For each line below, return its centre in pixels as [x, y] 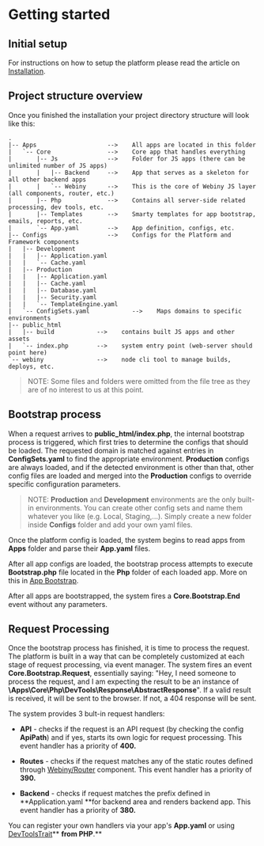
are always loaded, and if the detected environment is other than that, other [131, 467]
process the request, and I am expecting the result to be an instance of [124, 681]
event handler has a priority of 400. [78, 746]
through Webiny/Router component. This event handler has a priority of [136, 770]
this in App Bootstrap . [43, 580]
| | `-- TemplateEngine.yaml [63, 304]
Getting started [59, 15]
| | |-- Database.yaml [53, 290]
